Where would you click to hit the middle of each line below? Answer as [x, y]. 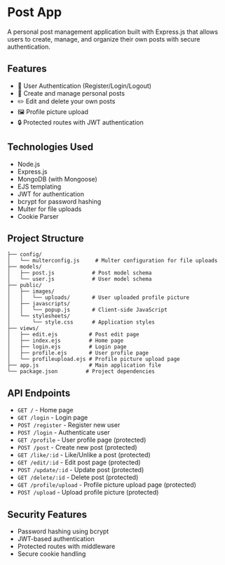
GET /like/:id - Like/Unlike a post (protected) [84, 455]
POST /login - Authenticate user [63, 433]
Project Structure [46, 238]
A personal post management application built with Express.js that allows [113, 32]
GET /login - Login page [53, 418]
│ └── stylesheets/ [39, 316]
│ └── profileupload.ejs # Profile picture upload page [94, 360]
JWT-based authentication [56, 539]
